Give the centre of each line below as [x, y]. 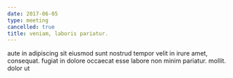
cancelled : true [31, 27]
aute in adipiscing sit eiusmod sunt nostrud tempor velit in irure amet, [108, 53]
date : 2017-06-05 [33, 14]
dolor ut [19, 68]
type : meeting [28, 20]
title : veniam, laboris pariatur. [58, 33]
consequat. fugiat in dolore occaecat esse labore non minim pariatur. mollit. [117, 61]
